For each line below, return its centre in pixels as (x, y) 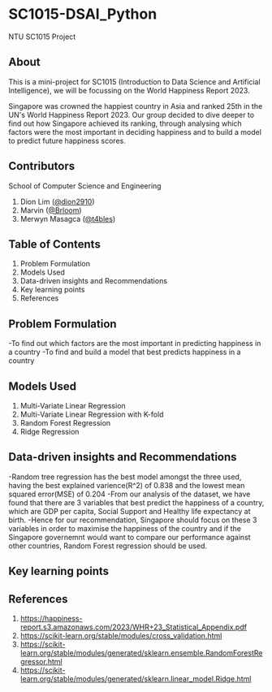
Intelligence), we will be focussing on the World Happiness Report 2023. (129, 90)
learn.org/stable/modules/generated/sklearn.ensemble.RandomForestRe (141, 653)
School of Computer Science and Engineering (85, 186)
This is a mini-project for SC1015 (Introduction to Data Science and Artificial (135, 81)
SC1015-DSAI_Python (83, 14)
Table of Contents (55, 244)
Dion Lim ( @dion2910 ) (57, 201)
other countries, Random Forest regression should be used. (108, 546)
